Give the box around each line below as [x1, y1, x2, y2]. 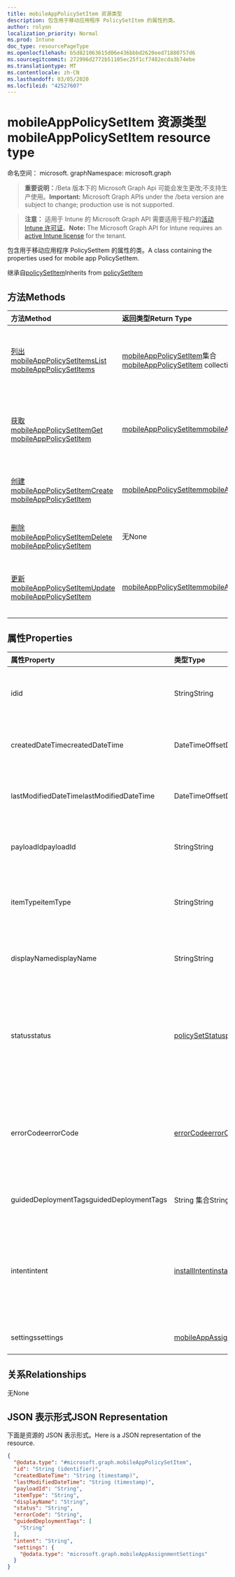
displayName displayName [10, 953, 97, 963]
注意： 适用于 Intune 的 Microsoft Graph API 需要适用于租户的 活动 [24, 215, 215, 223]
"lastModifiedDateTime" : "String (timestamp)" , [13, 1479, 155, 1486]
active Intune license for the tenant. [24, 232, 127, 240]
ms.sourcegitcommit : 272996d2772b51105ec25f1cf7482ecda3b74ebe [7, 56, 196, 63]
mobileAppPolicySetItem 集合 [122, 351, 217, 360]
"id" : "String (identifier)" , [13, 1465, 101, 1473]
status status [10, 1030, 51, 1040]
